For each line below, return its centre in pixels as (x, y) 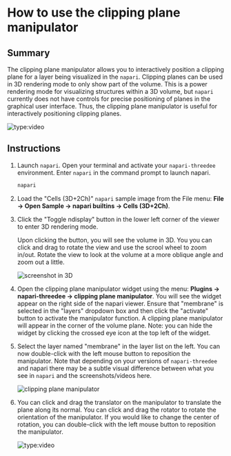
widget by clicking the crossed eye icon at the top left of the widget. (114, 332)
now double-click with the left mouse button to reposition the (104, 353)
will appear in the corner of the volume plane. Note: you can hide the (114, 325)
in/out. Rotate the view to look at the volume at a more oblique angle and (120, 254)
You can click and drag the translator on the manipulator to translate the (119, 402)
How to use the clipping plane (94, 13)
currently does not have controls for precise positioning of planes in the (109, 99)
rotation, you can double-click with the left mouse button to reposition (116, 424)
